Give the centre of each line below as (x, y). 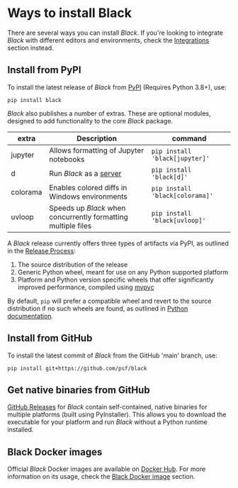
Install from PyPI (44, 70)
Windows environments (88, 196)
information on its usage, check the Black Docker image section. (101, 477)
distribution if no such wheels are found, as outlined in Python (98, 308)
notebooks (67, 159)
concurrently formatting (89, 216)
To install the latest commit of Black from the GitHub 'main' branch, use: (112, 355)
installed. (21, 430)
